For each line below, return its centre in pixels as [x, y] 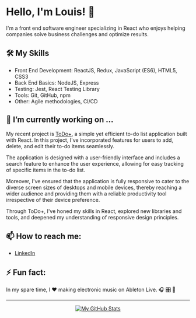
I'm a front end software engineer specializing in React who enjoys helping [96, 28]
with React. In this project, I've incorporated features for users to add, [90, 140]
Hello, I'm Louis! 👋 [50, 12]
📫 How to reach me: [44, 236]
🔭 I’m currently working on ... [60, 120]
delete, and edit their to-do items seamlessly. [60, 146]
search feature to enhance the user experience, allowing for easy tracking [95, 163]
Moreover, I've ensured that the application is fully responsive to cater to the [98, 181]
